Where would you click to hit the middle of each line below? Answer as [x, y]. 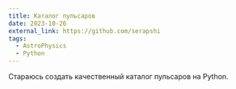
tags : [17, 38]
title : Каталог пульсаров [52, 16]
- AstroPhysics [41, 46]
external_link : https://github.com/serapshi [84, 31]
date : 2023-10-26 [38, 23]
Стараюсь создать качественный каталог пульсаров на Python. [118, 76]
